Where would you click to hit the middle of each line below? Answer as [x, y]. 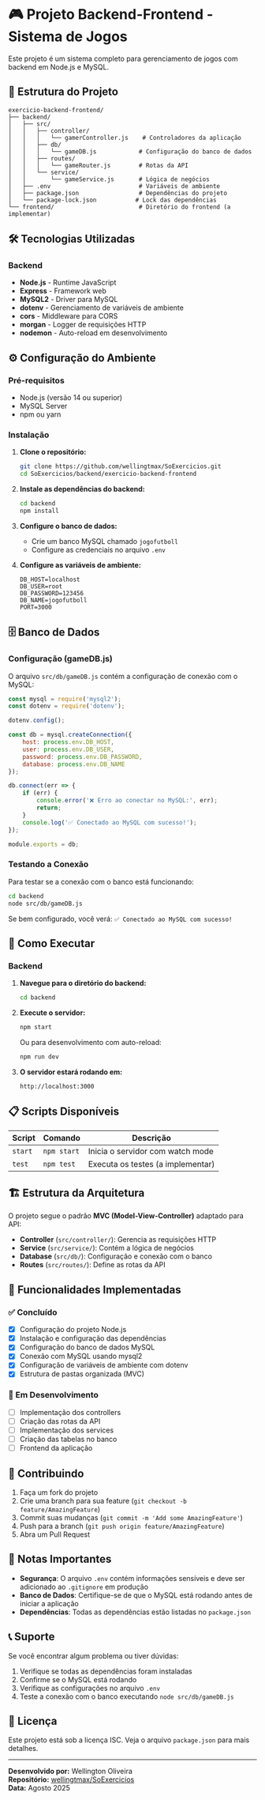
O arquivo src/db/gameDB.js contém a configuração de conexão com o [123, 676]
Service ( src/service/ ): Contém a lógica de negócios [107, 1248]
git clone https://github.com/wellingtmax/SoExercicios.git [120, 466]
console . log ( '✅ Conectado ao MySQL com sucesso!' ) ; [110, 822]
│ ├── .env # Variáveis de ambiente [114, 186]
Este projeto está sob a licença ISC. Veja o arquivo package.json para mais [129, 1740]
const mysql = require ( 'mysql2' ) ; [65, 699]
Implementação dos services [67, 1430]
